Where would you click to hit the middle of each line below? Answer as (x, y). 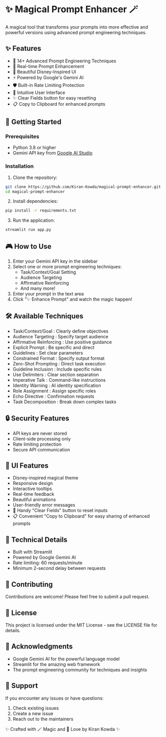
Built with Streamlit (32, 552)
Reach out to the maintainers (43, 719)
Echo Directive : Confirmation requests (53, 396)
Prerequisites (22, 136)
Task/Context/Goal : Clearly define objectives (61, 331)
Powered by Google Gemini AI (44, 558)
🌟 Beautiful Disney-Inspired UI (44, 72)
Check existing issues (36, 708)
